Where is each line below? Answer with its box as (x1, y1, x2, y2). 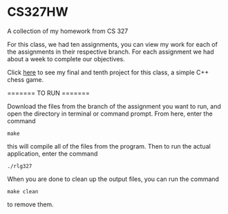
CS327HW (7, 4, 69, 20)
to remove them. (7, 200, 54, 208)
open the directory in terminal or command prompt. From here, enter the (7, 109, 213, 118)
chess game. (7, 75, 44, 83)
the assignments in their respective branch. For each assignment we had (7, 47, 214, 56)
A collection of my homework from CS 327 (7, 27, 129, 35)
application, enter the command (7, 149, 98, 158)
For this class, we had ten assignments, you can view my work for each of (7, 40, 218, 48)
